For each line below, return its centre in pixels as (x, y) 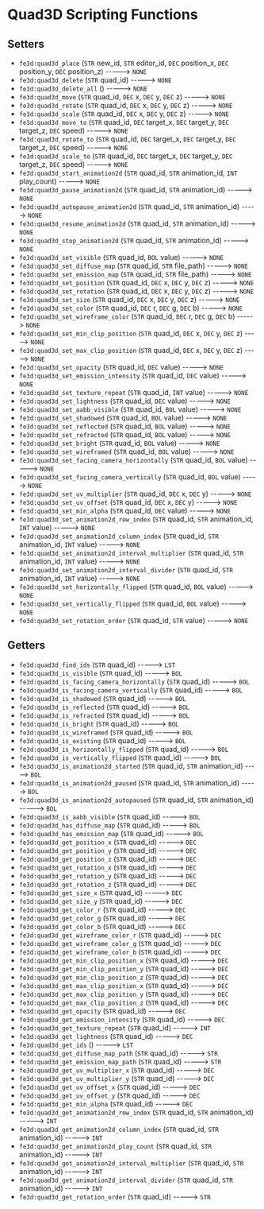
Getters (27, 645)
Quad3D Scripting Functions (103, 15)
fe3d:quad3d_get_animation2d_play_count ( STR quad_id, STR (115, 1145)
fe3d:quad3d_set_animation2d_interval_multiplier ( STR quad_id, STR (131, 553)
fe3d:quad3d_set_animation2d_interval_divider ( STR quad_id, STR (126, 570)
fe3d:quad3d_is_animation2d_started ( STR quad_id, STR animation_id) (131, 765)
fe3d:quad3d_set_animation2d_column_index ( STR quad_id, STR (119, 536)
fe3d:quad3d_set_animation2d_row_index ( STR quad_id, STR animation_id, (136, 519)
